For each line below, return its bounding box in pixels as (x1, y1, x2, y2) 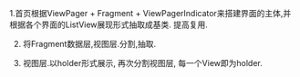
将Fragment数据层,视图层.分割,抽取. (22, 39, 157, 49)
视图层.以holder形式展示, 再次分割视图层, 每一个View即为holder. (22, 58, 263, 68)
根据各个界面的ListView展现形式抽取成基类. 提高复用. (9, 19, 208, 30)
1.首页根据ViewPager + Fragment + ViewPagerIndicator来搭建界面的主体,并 (9, 8, 292, 18)
